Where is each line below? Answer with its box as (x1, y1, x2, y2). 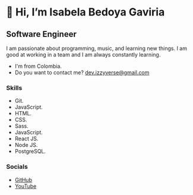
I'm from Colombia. (14, 62, 62, 70)
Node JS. (14, 141, 38, 149)
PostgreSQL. (14, 148, 46, 155)
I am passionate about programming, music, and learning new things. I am (6, 45, 187, 52)
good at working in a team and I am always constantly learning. (6, 51, 161, 58)
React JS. (14, 135, 39, 142)
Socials (6, 163, 28, 171)
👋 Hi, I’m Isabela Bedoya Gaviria (6, 5, 165, 19)
